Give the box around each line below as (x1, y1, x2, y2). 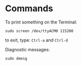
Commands (5, 3, 54, 14)
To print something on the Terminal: (5, 19, 78, 25)
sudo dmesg (5, 56, 27, 61)
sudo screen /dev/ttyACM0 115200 (5, 28, 74, 33)
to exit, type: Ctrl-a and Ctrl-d (5, 37, 68, 43)
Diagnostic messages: (5, 46, 50, 52)
